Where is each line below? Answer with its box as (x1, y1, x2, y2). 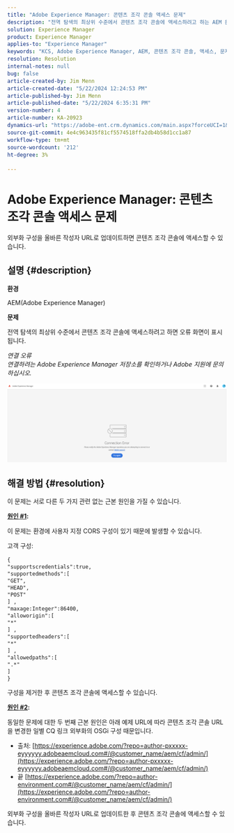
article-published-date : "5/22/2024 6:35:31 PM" (7, 100, 151, 107)
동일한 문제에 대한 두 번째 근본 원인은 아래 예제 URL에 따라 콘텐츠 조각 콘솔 (7, 718, 210, 726)
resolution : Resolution (7, 56, 77, 63)
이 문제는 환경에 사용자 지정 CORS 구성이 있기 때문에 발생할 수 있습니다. (7, 527, 202, 536)
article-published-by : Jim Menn (7, 92, 101, 99)
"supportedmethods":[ (7, 570, 70, 577)
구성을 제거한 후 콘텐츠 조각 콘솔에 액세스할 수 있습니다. (7, 688, 158, 697)
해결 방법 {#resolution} (7, 477, 105, 489)
